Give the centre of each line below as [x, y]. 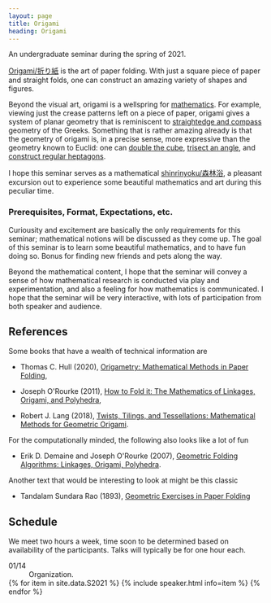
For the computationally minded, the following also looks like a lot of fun [129, 440]
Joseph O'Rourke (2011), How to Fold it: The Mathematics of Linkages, [138, 391]
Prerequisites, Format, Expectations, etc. [90, 212]
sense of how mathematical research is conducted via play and [114, 280]
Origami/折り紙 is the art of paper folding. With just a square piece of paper [135, 71]
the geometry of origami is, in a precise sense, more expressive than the [129, 139]
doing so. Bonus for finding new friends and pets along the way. [116, 256]
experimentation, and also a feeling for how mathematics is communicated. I [136, 289]
